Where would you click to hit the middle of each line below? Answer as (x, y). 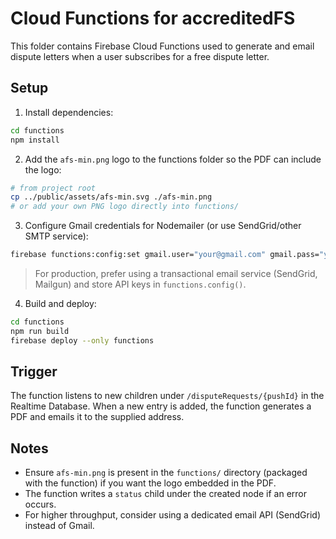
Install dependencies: (69, 112)
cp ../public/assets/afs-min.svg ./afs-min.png (111, 197)
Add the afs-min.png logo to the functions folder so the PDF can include (173, 159)
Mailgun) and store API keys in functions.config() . (140, 284)
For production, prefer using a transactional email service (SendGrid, (176, 273)
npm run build (40, 331)
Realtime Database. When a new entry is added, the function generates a (161, 406)
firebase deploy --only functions (82, 340)
